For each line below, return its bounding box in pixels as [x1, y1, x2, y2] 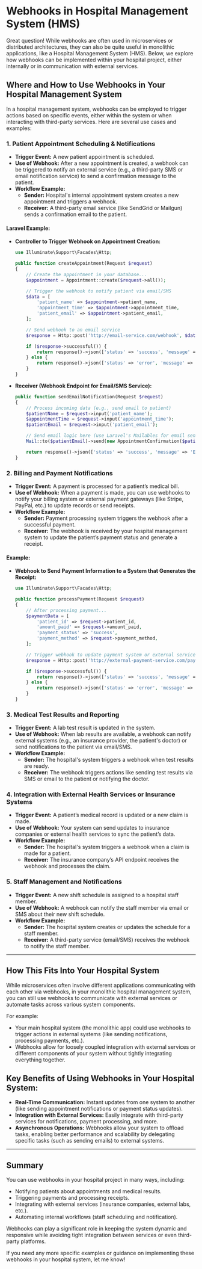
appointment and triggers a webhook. [23, 198, 117, 205]
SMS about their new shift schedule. [14, 910, 105, 918]
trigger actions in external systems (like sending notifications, [14, 1030, 168, 1037]
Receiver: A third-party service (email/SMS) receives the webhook [23, 936, 190, 943]
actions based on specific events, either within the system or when [6, 111, 173, 119]
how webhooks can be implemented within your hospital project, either [6, 56, 182, 63]
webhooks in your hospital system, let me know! [6, 1256, 126, 1263]
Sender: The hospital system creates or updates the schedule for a [23, 923, 191, 930]
